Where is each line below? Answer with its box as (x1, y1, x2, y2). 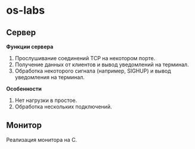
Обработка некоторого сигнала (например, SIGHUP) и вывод (14, 67, 171, 74)
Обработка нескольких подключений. (14, 103, 112, 110)
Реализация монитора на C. (6, 136, 78, 143)
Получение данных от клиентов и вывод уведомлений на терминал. (14, 61, 189, 68)
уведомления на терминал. (14, 74, 85, 80)
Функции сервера (6, 43, 54, 50)
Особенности (6, 85, 42, 92)
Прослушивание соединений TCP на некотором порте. (14, 55, 156, 61)
